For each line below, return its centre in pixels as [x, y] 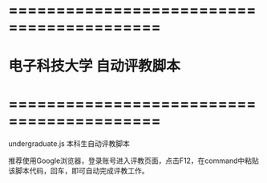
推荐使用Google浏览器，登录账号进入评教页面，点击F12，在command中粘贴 [133, 161]
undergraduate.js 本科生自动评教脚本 [69, 144]
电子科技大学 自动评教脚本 [94, 66]
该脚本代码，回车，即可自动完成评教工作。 [79, 171]
